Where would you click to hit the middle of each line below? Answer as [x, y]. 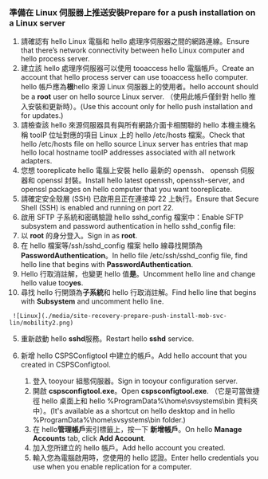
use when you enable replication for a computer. [112, 467]
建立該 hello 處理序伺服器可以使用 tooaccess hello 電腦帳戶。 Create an [137, 69]
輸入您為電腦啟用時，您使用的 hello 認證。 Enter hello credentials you [146, 458]
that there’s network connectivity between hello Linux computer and [133, 50]
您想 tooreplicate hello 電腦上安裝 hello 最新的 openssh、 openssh [129, 171]
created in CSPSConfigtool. [65, 365]
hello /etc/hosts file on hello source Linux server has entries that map [134, 144]
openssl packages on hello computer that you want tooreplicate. [126, 190]
